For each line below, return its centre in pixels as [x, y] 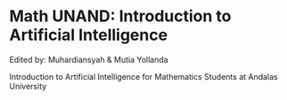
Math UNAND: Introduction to [120, 16]
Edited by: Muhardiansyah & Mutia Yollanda [89, 59]
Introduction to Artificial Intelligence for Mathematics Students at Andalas [143, 76]
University [28, 86]
